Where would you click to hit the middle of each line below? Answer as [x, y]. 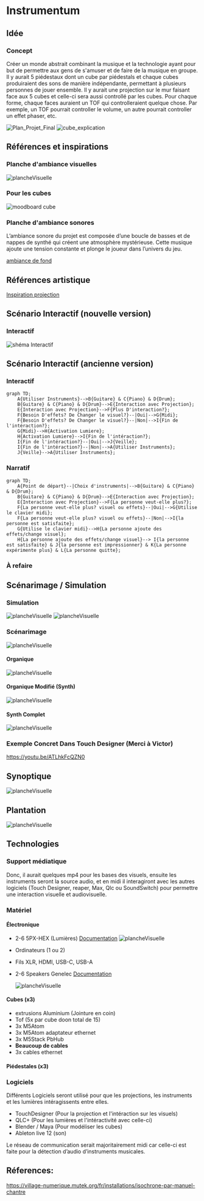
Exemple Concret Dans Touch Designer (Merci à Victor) [90, 744]
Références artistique [48, 280]
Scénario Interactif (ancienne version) [80, 364]
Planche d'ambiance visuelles [52, 164]
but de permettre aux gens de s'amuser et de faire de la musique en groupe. [102, 70]
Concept [19, 51]
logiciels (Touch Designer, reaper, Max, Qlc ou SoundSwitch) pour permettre [102, 887]
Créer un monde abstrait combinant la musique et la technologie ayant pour [101, 64]
